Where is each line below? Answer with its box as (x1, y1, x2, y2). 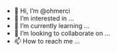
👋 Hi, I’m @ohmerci (13, 7, 71, 15)
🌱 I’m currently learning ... (13, 22, 90, 30)
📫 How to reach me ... (13, 37, 80, 45)
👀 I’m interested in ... (13, 14, 74, 22)
